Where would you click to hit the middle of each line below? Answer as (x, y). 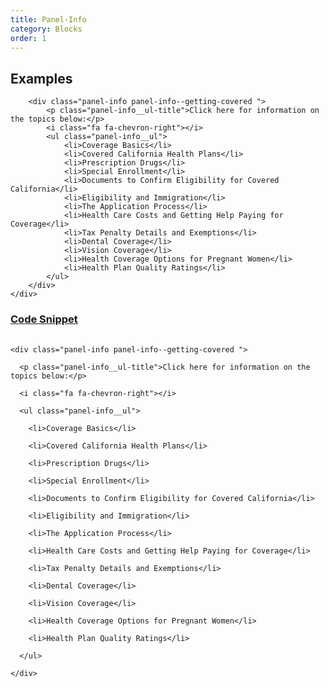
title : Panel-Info (48, 19)
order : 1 (28, 38)
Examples (41, 78)
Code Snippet (44, 319)
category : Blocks (46, 29)
